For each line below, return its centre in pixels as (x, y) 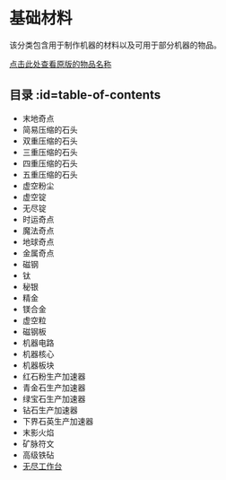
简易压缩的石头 (50, 129)
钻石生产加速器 (50, 410)
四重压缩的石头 (50, 163)
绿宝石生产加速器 (54, 398)
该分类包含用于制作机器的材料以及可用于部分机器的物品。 (115, 45)
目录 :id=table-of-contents (85, 95)
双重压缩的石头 (50, 141)
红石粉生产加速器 (54, 376)
